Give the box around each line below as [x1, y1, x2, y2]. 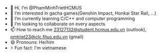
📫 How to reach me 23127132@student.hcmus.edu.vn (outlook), [10, 27, 147, 32]
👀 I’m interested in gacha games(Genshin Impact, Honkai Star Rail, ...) [10, 10, 157, 16]
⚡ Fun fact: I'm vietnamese [10, 45, 66, 50]
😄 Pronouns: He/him [10, 39, 55, 45]
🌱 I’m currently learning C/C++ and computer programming [10, 16, 135, 21]
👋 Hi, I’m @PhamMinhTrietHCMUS [10, 5, 82, 11]
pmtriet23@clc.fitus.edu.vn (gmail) [10, 34, 84, 40]
